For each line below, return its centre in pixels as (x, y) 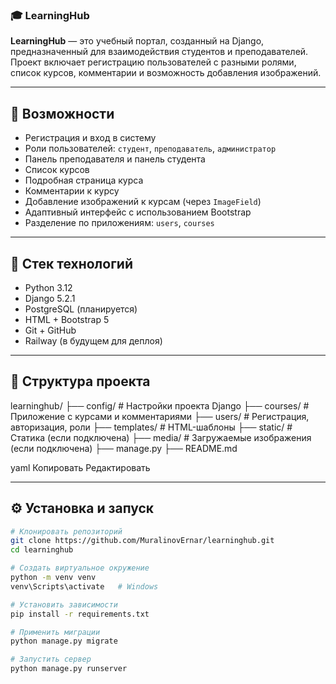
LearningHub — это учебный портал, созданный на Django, (137, 41)
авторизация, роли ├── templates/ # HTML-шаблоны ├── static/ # (151, 427)
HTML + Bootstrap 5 (67, 319)
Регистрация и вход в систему (90, 138)
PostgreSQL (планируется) (81, 309)
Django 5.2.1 (50, 298)
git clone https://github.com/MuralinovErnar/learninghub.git (142, 541)
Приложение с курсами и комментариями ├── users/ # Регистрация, (160, 416)
